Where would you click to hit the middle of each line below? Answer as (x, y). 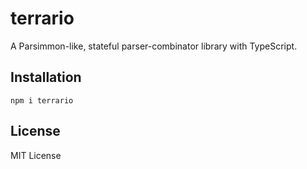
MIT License (36, 155)
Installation (46, 77)
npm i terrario (42, 100)
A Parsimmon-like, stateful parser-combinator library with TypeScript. (154, 46)
